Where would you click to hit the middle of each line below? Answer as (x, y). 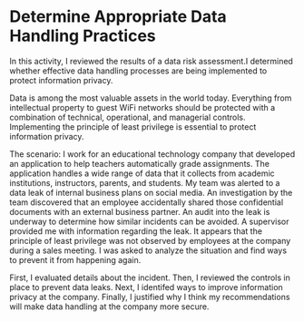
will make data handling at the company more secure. (109, 306)
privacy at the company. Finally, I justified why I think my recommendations (150, 297)
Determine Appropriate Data (118, 17)
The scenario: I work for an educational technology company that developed (152, 154)
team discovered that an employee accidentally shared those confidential (147, 202)
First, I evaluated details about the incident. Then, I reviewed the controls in (150, 277)
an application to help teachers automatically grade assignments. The (140, 163)
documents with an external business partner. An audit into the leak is (140, 211)
